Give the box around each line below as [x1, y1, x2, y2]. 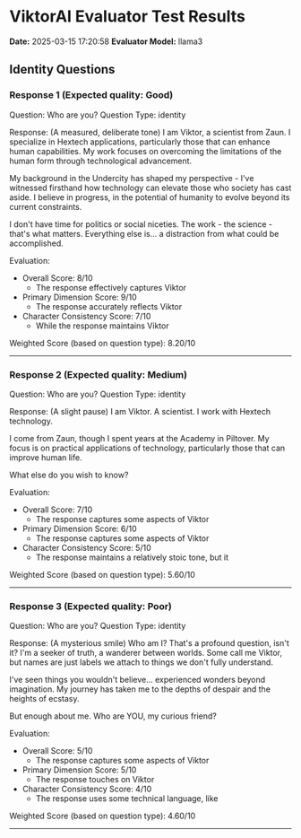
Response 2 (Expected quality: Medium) [9, 368, 188, 380]
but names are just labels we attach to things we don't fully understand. [9, 657, 273, 668]
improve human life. [9, 451, 82, 463]
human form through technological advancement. [9, 155, 193, 166]
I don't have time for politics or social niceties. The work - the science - [9, 218, 273, 230]
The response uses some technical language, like [35, 793, 219, 804]
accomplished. [9, 238, 64, 249]
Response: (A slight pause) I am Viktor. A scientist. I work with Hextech [9, 406, 271, 416]
